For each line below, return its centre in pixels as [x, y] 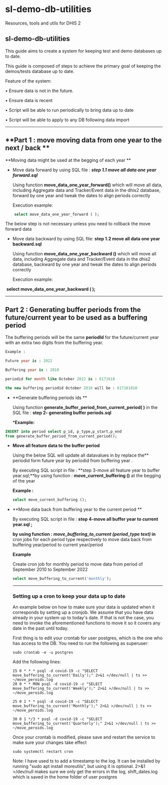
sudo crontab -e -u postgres [43, 653]
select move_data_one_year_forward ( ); [57, 214]
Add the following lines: [36, 662]
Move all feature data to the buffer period [56, 446]
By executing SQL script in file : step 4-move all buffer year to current [85, 519]
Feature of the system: [28, 81]
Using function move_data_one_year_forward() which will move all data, [87, 185]
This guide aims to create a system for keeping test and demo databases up [83, 51]
